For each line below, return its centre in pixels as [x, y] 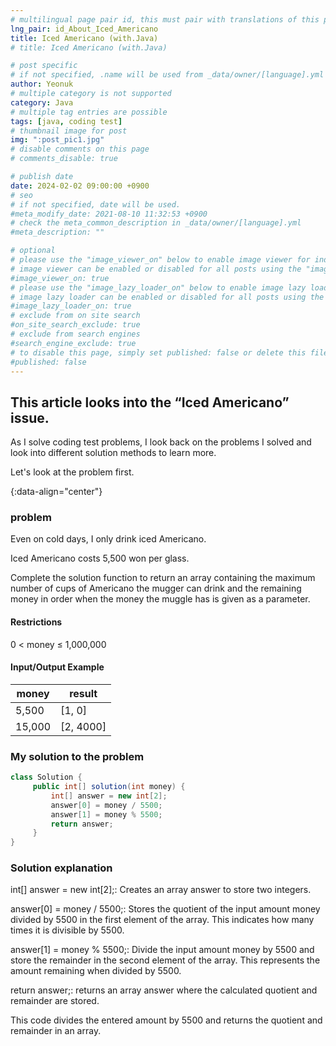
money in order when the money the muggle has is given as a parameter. [160, 599]
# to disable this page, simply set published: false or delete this [158, 352]
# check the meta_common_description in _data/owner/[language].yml [156, 223]
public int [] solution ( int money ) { [109, 787]
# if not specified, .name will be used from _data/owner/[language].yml [167, 75]
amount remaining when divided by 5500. [96, 971]
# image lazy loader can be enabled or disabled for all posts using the [167, 297]
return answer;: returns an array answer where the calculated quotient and [164, 990]
